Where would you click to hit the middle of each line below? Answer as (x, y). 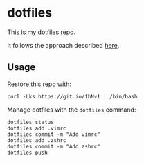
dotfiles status (30, 122)
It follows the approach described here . (63, 45)
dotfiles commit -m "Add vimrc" (54, 134)
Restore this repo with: (39, 84)
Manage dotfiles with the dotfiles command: (72, 110)
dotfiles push (28, 153)
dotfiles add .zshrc (37, 140)
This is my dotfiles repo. (42, 32)
